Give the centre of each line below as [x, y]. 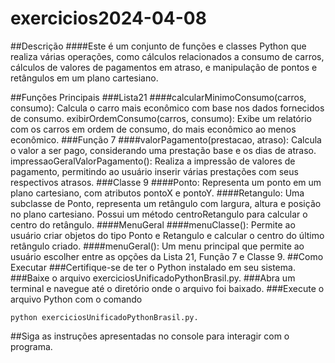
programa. [31, 346]
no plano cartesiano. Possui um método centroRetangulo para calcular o [159, 214]
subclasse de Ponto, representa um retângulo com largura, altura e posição [166, 203]
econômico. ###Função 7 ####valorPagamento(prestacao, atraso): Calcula [166, 139]
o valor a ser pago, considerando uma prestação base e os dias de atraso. [163, 150]
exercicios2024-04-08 [108, 18]
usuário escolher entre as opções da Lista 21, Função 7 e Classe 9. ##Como [167, 256]
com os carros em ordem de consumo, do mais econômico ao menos [153, 129]
